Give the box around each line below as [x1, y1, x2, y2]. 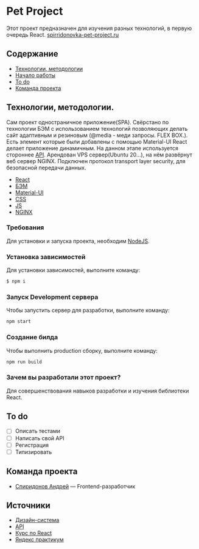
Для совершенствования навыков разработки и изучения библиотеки [6, 387, 189, 394]
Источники [6, 500, 51, 510]
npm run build [6, 359, 43, 365]
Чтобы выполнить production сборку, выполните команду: [6, 347, 158, 354]
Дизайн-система [15, 517, 60, 524]
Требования [6, 223, 44, 232]
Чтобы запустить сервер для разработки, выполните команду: [6, 307, 170, 314]
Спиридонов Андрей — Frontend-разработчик [15, 482, 136, 490]
